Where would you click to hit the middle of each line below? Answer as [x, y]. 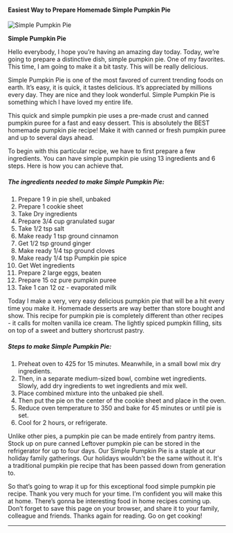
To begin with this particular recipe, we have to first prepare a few [102, 151]
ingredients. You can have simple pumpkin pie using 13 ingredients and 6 [112, 159]
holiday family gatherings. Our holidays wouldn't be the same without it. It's [115, 458]
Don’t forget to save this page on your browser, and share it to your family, [114, 509]
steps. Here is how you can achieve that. [66, 166]
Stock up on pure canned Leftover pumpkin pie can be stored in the [104, 444]
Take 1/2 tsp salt [41, 229]
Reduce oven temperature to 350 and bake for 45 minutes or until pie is [120, 408]
